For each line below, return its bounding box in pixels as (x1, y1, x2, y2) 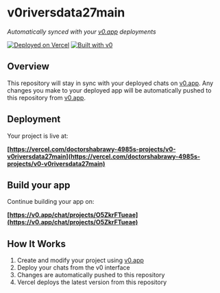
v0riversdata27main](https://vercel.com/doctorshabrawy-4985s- (7, 152, 201, 161)
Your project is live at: (7, 132, 69, 140)
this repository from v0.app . (7, 93, 86, 102)
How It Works (7, 238, 66, 250)
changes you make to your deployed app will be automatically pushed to (7, 86, 212, 94)
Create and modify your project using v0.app (16, 256, 144, 265)
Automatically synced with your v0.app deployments (7, 27, 156, 36)
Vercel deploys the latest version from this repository (16, 278, 167, 286)
